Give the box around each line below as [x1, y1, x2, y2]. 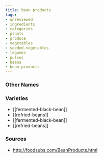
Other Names [5, 81, 39, 88]
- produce [5, 36, 27, 41]
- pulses [5, 55, 24, 60]
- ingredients [5, 21, 36, 27]
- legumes [5, 50, 27, 55]
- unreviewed [5, 17, 33, 22]
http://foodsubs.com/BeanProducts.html [12, 147, 98, 153]
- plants [5, 31, 24, 36]
